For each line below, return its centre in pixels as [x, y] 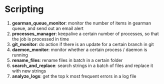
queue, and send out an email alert [47, 28]
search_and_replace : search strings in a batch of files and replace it [82, 65]
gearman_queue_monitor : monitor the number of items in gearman [81, 23]
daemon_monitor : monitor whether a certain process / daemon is [79, 49]
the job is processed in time [40, 39]
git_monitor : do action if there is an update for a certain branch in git [83, 44]
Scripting [24, 9]
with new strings [29, 70]
